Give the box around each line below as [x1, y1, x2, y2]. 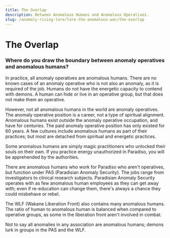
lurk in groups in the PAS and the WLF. [5, 227, 86, 233]
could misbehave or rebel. [5, 191, 60, 197]
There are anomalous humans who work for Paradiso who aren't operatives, [5, 164, 165, 170]
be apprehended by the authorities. [5, 154, 79, 160]
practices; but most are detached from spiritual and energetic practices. [5, 133, 156, 139]
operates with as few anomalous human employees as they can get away [5, 180, 159, 186]
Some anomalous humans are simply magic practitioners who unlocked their [5, 143, 166, 149]
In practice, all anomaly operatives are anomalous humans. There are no [5, 75, 157, 81]
